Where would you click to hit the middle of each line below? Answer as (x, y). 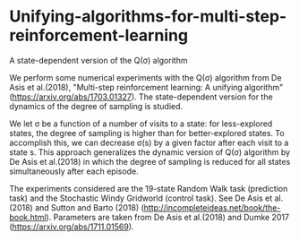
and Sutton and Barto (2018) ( (90, 207)
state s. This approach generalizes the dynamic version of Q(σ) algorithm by (150, 152)
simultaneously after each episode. (74, 171)
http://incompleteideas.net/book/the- (212, 207)
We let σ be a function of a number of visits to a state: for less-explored (141, 124)
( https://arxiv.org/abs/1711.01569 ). (72, 227)
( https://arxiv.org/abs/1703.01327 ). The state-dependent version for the (141, 97)
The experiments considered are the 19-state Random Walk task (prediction (149, 188)
